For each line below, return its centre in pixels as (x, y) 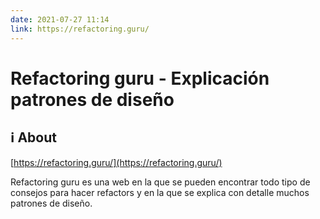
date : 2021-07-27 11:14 (60, 19)
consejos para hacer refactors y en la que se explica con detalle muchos (160, 192)
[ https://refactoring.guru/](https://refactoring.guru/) (116, 162)
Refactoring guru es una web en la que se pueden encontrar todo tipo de (160, 182)
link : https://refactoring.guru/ (80, 29)
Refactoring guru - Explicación (140, 78)
